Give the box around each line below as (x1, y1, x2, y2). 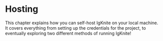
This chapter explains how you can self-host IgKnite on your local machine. (5, 20, 159, 26)
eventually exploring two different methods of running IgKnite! (5, 30, 131, 36)
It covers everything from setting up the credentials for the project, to (5, 25, 146, 31)
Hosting (5, 3, 39, 15)
